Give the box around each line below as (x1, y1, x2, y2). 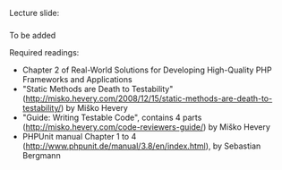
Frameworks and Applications (21, 74, 132, 85)
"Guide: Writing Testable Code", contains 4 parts (21, 112, 202, 123)
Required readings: (9, 47, 80, 58)
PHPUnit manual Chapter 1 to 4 (21, 132, 137, 142)
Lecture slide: (9, 8, 60, 18)
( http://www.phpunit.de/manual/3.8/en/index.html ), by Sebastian (21, 140, 261, 151)
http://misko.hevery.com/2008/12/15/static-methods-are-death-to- (25, 93, 273, 104)
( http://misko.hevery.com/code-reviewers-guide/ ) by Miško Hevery (21, 122, 271, 132)
